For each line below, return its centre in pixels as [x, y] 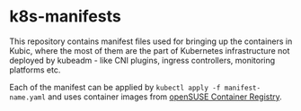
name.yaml [28, 97]
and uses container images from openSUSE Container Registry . [165, 97]
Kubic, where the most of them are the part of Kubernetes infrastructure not [150, 50]
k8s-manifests [65, 17]
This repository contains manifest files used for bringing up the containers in [151, 41]
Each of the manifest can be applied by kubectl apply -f [115, 87]
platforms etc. [35, 70]
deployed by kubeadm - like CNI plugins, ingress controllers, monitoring [142, 60]
